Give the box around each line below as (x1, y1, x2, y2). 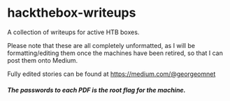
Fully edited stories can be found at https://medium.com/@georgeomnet (7, 70, 216, 78)
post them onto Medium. (7, 56, 78, 64)
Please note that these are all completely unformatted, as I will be (7, 41, 196, 49)
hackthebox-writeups (7, 5, 136, 21)
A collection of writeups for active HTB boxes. (7, 28, 140, 36)
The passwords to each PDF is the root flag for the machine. (7, 86, 187, 94)
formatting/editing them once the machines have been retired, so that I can (7, 49, 224, 57)
